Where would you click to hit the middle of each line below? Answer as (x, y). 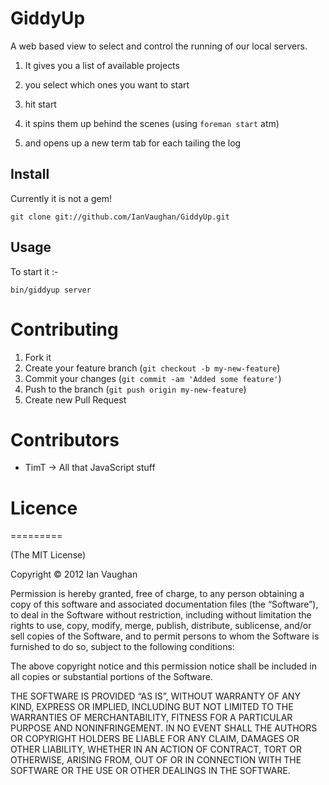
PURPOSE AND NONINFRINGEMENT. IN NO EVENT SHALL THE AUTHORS (164, 728)
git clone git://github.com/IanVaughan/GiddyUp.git (120, 217)
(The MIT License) (48, 555)
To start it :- (34, 271)
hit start (40, 104)
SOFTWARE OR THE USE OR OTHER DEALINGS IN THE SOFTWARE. (150, 771)
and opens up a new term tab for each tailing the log (133, 143)
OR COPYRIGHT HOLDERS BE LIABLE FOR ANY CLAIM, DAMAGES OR (155, 739)
